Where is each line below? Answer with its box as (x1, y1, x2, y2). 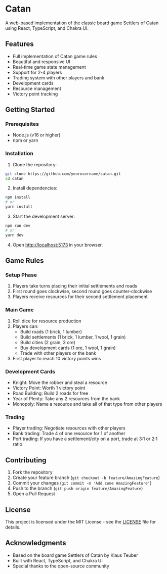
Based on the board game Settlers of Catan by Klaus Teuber (12, 552, 138, 558)
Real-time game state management (12, 64, 86, 70)
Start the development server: (12, 213, 75, 220)
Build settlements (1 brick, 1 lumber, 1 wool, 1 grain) (20, 334, 126, 340)
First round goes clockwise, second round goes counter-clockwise (12, 289, 152, 295)
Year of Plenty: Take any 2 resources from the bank (12, 396, 120, 402)
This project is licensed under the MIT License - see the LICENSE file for (5, 518, 156, 524)
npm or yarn (12, 137, 38, 143)
